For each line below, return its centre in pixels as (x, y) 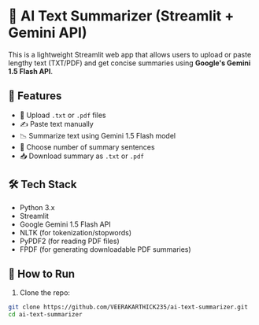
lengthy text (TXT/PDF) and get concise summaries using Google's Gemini (129, 63)
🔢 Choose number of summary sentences (87, 147)
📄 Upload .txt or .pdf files (63, 115)
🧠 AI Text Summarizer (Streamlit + (121, 16)
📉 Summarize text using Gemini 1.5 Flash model (97, 135)
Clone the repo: (45, 293)
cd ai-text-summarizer (45, 315)
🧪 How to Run (42, 273)
